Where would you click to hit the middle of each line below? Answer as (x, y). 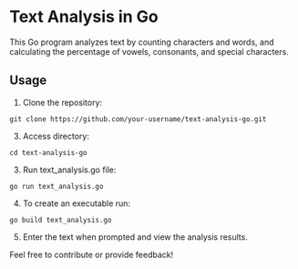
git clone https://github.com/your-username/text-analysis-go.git (138, 119)
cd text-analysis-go (49, 152)
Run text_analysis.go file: (69, 170)
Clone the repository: (62, 102)
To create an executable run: (76, 203)
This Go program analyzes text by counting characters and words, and (142, 42)
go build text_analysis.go (61, 220)
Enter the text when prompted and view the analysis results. (135, 237)
